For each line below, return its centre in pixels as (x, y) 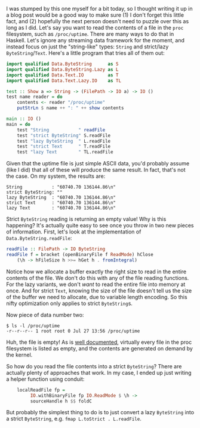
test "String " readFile (61, 130)
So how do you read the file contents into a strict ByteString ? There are (94, 366)
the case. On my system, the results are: (56, 176)
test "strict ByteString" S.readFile (64, 136)
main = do (19, 124)
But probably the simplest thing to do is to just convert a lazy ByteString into (100, 412)
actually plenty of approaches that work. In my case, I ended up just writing (99, 372)
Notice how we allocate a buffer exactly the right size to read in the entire (96, 272)
